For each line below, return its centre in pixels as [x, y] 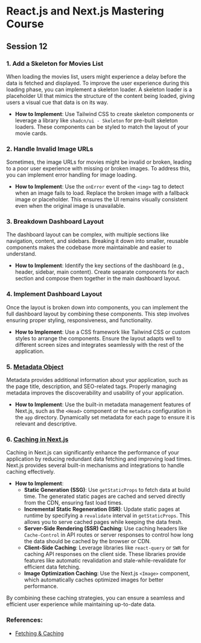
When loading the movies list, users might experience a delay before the [96, 76]
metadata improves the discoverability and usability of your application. [95, 393]
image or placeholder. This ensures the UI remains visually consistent [101, 199]
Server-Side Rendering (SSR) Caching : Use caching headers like [105, 528]
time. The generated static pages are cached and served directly [105, 496]
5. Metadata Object [35, 367]
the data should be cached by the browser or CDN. [87, 541]
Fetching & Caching [40, 633]
